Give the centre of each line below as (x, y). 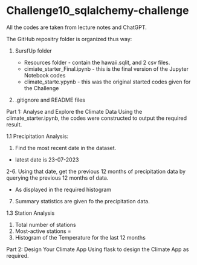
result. (14, 124)
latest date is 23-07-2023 (47, 159)
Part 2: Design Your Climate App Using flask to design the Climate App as (98, 249)
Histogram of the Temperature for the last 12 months (80, 237)
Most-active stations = (43, 231)
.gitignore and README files (50, 100)
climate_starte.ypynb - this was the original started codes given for (107, 82)
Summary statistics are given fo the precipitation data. (82, 201)
